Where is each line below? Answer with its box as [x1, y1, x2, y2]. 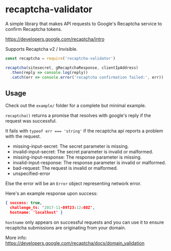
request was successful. [5, 118, 57, 124]
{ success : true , [5, 200, 42, 206]
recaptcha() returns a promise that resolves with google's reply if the [5, 112, 151, 119]
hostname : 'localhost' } [10, 210, 63, 215]
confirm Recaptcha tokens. [5, 26, 62, 32]
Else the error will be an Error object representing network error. [5, 181, 142, 187]
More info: [5, 235, 27, 241]
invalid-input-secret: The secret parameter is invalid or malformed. [12, 149, 154, 155]
